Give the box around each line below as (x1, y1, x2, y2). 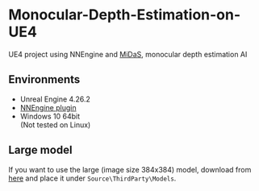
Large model (8, 143, 73, 157)
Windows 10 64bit (19, 111, 81, 121)
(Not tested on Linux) (19, 119, 91, 130)
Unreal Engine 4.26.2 (19, 94, 90, 104)
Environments (8, 73, 81, 86)
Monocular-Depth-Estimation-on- (8, 6, 241, 24)
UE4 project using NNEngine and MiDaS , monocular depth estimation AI (8, 49, 248, 59)
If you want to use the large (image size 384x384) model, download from (8, 164, 252, 174)
